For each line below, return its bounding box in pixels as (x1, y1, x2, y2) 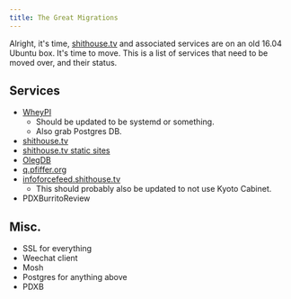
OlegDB (22, 155, 51, 166)
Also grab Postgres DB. (35, 126, 123, 137)
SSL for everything (22, 243, 93, 254)
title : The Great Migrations (9, 13, 119, 23)
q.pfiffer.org (22, 164, 67, 176)
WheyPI (22, 107, 52, 118)
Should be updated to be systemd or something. (35, 116, 215, 127)
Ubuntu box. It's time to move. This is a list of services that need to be (9, 47, 269, 59)
